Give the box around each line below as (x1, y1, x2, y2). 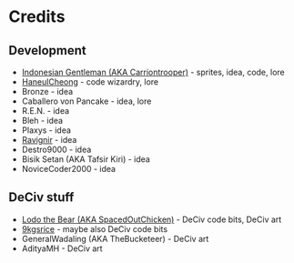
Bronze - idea (21, 86, 74, 96)
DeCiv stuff (8, 189, 75, 206)
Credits (8, 6, 66, 27)
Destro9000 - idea (21, 144, 92, 155)
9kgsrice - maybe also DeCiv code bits (21, 223, 168, 234)
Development (8, 43, 87, 58)
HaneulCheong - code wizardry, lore (21, 76, 159, 87)
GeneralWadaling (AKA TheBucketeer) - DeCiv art (21, 233, 209, 244)
